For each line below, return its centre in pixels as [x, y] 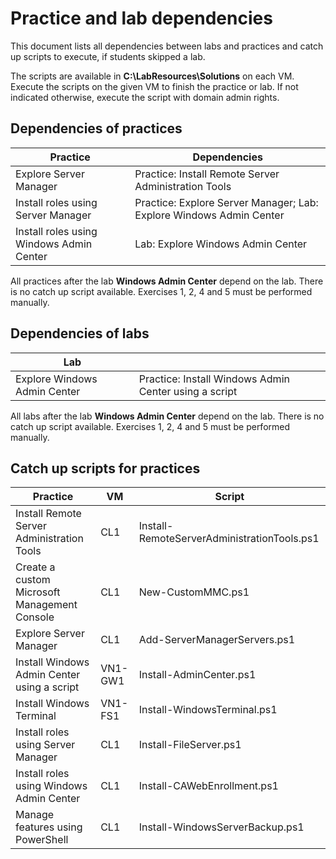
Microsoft [38, 592]
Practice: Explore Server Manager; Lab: [226, 202]
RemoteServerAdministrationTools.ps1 [229, 539]
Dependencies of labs [80, 333]
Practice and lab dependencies [141, 18]
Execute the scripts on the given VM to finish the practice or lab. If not [154, 86]
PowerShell [42, 840]
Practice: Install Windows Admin [214, 379]
